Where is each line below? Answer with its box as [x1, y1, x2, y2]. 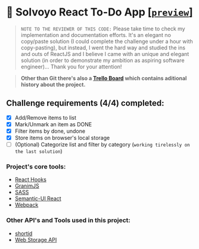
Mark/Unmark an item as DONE [14, 120, 92, 127]
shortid [14, 229, 33, 237]
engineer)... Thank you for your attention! [20, 63, 122, 70]
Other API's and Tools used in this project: [6, 216, 131, 225]
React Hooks [14, 176, 46, 183]
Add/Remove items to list [14, 114, 76, 121]
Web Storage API [14, 236, 57, 243]
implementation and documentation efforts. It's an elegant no [20, 31, 172, 38]
